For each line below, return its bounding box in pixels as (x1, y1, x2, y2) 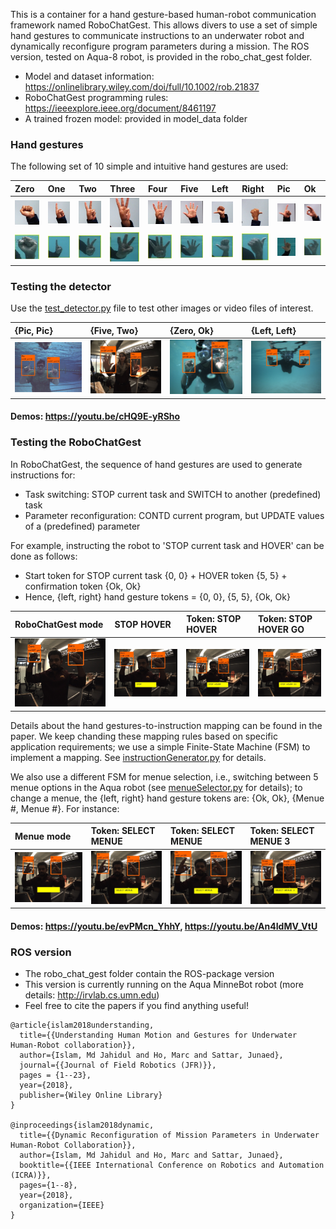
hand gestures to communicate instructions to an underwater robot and (10, 30, 305, 41)
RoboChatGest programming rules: (24, 92, 169, 103)
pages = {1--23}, (19, 1070, 92, 1081)
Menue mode (14, 830, 72, 842)
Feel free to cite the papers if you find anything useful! (24, 1000, 250, 1012)
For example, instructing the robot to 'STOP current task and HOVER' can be (10, 539, 325, 551)
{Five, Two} (90, 324, 138, 336)
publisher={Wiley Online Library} (19, 1090, 163, 1101)
